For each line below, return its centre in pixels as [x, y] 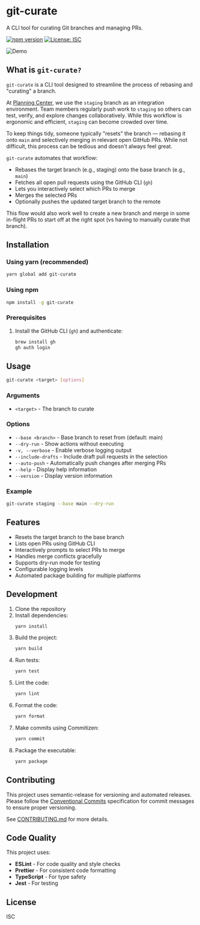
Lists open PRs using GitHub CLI [55, 543]
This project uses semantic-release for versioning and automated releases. [99, 794]
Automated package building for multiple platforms [78, 575]
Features [23, 523]
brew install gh [35, 342]
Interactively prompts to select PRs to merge [70, 549]
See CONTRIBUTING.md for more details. [58, 819]
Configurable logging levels [49, 569]
